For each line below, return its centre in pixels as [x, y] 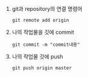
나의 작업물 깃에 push [37, 57]
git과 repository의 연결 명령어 [47, 9]
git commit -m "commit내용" [46, 45]
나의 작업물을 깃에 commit [43, 32]
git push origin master [42, 68]
